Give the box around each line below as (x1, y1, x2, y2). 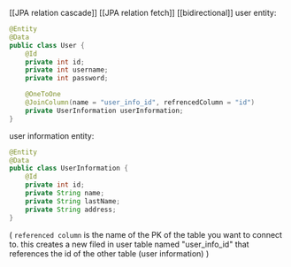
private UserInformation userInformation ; (25, 106, 184, 115)
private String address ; (25, 205, 117, 214)
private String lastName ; (25, 196, 121, 206)
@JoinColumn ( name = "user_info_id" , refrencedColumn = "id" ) (25, 98, 255, 107)
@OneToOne (25, 90, 62, 99)
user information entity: (9, 130, 95, 141)
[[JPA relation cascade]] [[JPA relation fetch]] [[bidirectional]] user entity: (9, 8, 277, 18)
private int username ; (25, 65, 109, 74)
